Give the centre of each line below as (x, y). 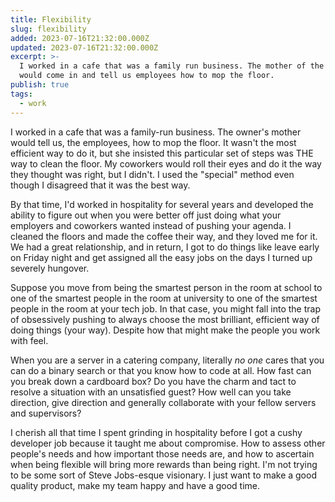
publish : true (40, 85)
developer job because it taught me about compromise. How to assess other (168, 443)
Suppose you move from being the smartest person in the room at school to (166, 287)
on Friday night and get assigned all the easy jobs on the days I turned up (161, 257)
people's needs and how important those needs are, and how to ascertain (162, 453)
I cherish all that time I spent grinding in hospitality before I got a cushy (156, 432)
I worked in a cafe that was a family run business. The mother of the (172, 66)
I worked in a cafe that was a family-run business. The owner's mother (156, 132)
